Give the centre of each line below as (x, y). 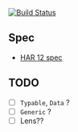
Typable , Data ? (45, 102)
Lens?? (32, 121)
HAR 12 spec (41, 57)
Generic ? (36, 111)
